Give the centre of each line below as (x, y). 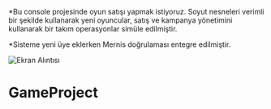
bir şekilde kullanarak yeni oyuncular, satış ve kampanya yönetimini (120, 20)
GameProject (54, 93)
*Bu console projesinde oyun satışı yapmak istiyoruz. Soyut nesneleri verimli (136, 12)
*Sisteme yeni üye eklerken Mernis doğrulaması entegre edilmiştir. (120, 44)
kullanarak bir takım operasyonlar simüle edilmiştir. (93, 29)
